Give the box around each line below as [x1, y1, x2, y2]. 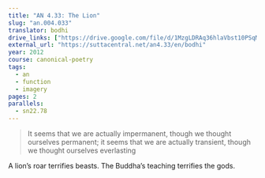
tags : [8, 63, 26, 71]
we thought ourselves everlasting [27, 146, 136, 155]
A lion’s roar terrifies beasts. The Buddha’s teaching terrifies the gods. [8, 161, 235, 170]
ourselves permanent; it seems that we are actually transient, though [27, 138, 251, 146]
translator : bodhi [8, 26, 69, 34]
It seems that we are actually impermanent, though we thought [27, 129, 232, 138]
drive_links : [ [8, 33, 58, 42]
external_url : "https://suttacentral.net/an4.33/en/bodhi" [8, 41, 207, 49]
